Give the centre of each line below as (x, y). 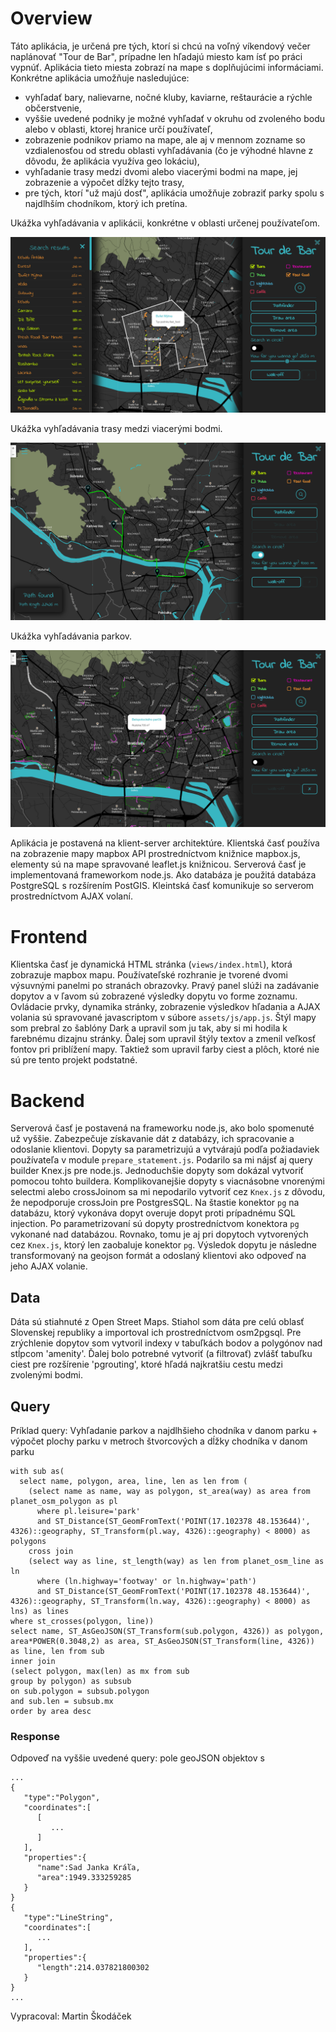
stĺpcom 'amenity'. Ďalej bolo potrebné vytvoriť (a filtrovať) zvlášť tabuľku (161, 1354)
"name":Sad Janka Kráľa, (88, 1868)
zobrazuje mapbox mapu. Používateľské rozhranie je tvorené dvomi (149, 975)
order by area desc (51, 1711)
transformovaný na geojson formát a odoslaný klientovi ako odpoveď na (158, 1256)
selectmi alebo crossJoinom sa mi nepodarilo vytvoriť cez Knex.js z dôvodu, (168, 1192)
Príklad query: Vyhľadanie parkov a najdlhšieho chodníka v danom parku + (164, 1430)
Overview (51, 18)
